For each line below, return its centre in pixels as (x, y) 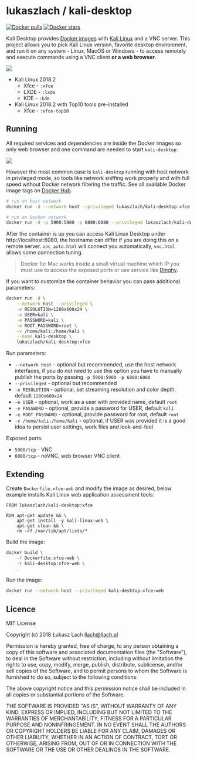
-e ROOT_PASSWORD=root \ (47, 326)
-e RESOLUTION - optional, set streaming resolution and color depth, (95, 390)
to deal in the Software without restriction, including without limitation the (94, 658)
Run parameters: (26, 353)
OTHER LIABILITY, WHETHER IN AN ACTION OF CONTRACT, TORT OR (91, 737)
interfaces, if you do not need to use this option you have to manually (98, 371)
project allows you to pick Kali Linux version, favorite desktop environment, (97, 45)
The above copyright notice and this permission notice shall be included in (96, 689)
